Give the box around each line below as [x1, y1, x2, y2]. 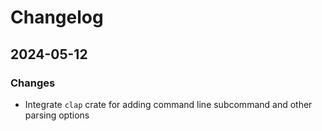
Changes [10, 76, 56, 90]
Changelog [10, 6, 104, 29]
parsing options [24, 109, 90, 121]
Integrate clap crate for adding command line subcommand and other [24, 98, 313, 110]
